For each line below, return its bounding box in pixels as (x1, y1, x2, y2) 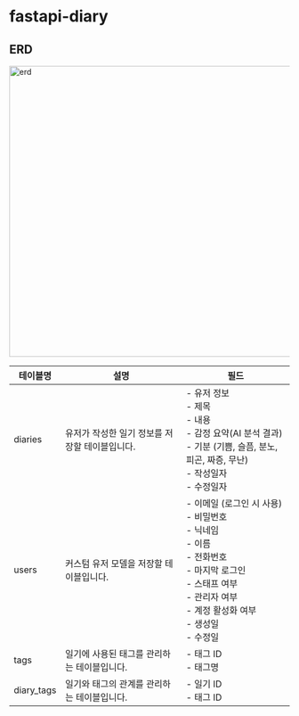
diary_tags (13, 684, 57, 696)
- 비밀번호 (185, 511, 228, 523)
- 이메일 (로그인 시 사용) (185, 498, 283, 509)
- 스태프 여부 (185, 578, 238, 589)
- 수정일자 (185, 481, 228, 492)
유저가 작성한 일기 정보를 (65, 427, 163, 439)
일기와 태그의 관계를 (65, 678, 144, 690)
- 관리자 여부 (185, 591, 238, 603)
